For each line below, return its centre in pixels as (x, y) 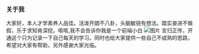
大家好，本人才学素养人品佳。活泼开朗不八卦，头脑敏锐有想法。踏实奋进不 (97, 23)
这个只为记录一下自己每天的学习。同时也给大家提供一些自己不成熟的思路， (102, 38)
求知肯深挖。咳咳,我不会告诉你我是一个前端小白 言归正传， (107, 31)
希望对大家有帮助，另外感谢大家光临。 (53, 45)
